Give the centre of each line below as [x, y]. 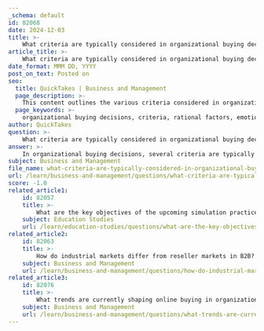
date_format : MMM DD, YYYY [52, 67]
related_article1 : [38, 190]
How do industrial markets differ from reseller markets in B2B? [146, 256]
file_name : [26, 169]
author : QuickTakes [40, 125]
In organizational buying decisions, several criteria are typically [139, 154]
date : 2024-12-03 [37, 30]
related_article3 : [38, 278]
